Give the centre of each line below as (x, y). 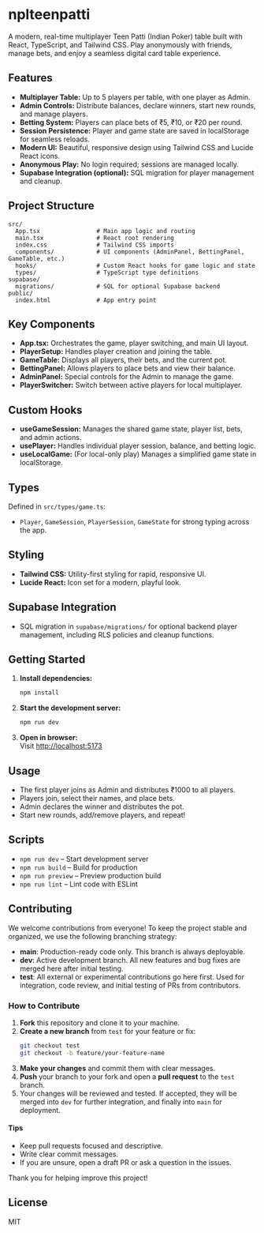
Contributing (40, 909)
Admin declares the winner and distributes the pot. (102, 806)
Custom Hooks (45, 410)
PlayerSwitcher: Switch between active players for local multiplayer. (131, 385)
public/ (21, 293)
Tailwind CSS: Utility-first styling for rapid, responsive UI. (113, 573)
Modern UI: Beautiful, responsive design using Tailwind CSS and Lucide (136, 147)
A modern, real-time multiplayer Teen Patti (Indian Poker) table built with (125, 36)
